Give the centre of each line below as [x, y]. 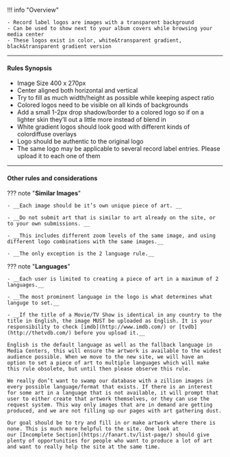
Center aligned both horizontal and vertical [77, 90]
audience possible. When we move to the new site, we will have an [105, 357]
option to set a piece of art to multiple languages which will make [108, 363]
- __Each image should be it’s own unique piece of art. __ [95, 206]
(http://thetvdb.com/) [39, 333]
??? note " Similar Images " [44, 193]
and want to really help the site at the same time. [84, 447]
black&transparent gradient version [59, 47]
